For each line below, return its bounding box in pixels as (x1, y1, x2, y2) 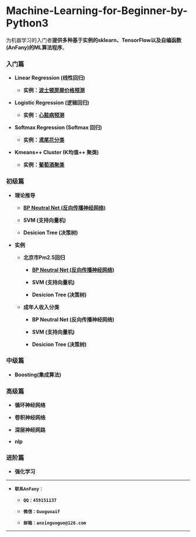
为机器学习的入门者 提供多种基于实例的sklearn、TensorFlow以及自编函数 (6, 36, 182, 43)
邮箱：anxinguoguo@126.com (23, 520, 86, 526)
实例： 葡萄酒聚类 (23, 161, 65, 168)
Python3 (6, 16, 48, 30)
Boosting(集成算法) (14, 371, 62, 378)
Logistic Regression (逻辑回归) (14, 99, 89, 106)
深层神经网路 (14, 427, 45, 434)
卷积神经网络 (14, 414, 45, 421)
